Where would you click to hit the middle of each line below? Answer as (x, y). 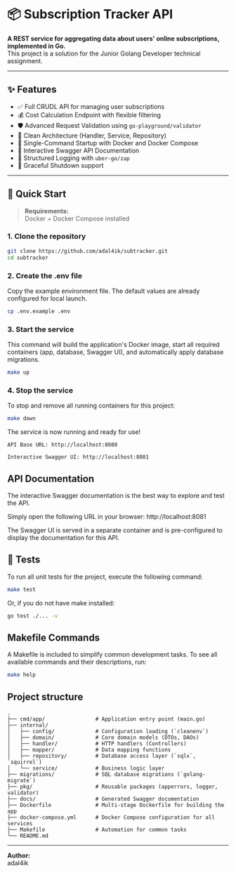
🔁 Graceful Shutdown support (60, 165)
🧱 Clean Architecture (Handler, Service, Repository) (92, 136)
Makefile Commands (54, 637)
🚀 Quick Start (37, 194)
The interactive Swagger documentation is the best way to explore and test (116, 495)
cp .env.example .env (39, 311)
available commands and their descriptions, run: (77, 662)
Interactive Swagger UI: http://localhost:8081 (78, 457)
